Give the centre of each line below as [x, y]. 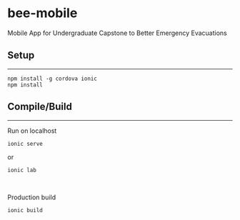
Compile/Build [40, 107]
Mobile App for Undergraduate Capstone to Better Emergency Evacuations [117, 33]
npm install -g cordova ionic [52, 79]
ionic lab [22, 170]
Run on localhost [32, 131]
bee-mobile [42, 13]
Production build [32, 197]
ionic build [25, 210]
